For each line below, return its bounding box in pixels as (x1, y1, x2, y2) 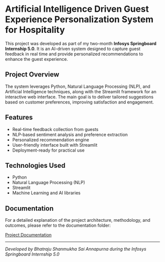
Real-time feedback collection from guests (12, 126, 99, 132)
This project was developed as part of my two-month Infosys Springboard (5, 40, 157, 46)
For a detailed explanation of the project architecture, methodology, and (5, 217, 151, 223)
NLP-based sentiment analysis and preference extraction (12, 131, 128, 137)
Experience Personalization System (5, 14, 154, 25)
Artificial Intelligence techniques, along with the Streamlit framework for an (5, 88, 157, 94)
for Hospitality (5, 25, 65, 35)
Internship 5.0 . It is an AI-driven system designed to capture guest (5, 46, 141, 52)
